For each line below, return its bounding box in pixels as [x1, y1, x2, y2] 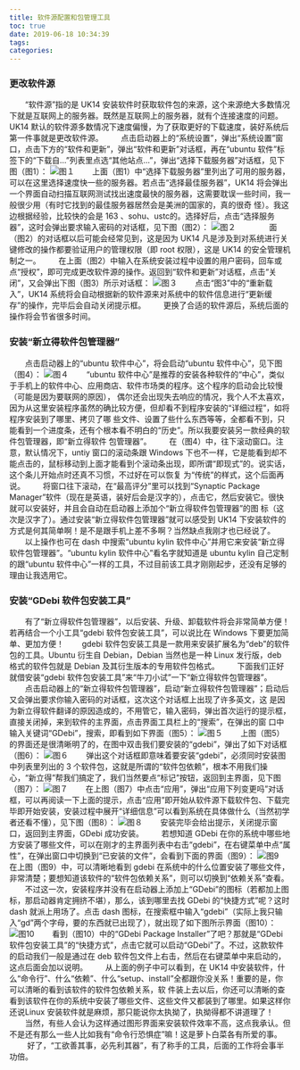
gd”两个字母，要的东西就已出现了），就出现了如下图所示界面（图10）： [21, 917, 277, 928]
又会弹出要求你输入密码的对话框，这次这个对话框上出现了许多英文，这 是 [9, 694, 278, 705]
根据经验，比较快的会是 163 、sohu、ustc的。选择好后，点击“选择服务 [16, 211, 275, 221]
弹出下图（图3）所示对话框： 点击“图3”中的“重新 [44, 278, 265, 288]
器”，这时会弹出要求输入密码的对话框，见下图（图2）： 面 [9, 222, 278, 233]
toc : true [9, 21, 46, 30]
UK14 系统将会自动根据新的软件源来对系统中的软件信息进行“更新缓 [28, 289, 272, 300]
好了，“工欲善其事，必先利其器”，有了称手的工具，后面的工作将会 [26, 1041, 270, 1051]
